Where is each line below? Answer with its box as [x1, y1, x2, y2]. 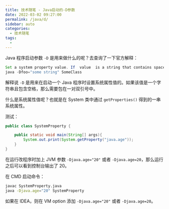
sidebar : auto [5, 21, 35, 27]
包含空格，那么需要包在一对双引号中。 [18, 85, 98, 91]
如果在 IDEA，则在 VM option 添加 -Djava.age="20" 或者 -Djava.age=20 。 [5, 198, 156, 204]
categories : [5, 26, 30, 31]
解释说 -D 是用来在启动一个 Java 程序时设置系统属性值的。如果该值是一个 [5, 79, 157, 85]
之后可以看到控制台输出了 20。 [5, 163, 69, 169]
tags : [5, 36, 17, 41]
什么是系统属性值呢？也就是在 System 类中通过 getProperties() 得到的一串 [5, 96, 161, 102]
